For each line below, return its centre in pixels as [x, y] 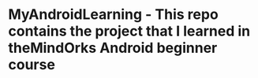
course [32, 65]
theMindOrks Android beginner [113, 48]
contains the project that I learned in [129, 31]
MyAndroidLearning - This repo [113, 15]
